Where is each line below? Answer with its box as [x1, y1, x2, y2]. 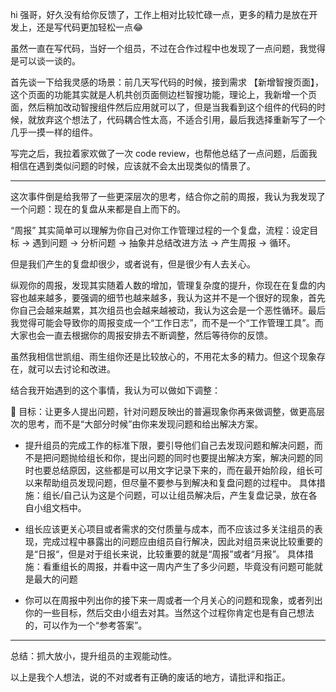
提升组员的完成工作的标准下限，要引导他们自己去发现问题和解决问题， [24, 439, 315, 451]
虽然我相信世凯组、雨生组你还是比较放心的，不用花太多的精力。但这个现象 [10, 351, 317, 362]
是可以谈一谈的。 [10, 55, 81, 67]
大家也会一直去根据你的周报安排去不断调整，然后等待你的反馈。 [10, 329, 273, 341]
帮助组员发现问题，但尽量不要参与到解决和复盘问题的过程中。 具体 [42, 477, 317, 488]
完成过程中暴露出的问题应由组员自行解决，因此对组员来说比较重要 [42, 536, 315, 547]
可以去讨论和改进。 [36, 363, 116, 375]
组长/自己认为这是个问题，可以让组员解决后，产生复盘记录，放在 [42, 489, 309, 501]
